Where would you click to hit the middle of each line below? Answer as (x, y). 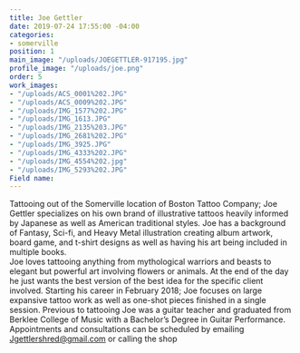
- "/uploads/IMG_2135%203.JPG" (68, 128)
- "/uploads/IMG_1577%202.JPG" (68, 111)
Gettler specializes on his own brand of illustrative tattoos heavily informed (149, 213)
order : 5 (26, 77)
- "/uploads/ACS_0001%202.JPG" (68, 93)
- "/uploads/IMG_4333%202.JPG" (68, 152)
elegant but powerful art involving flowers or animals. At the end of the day (149, 271)
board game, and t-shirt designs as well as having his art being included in (148, 242)
